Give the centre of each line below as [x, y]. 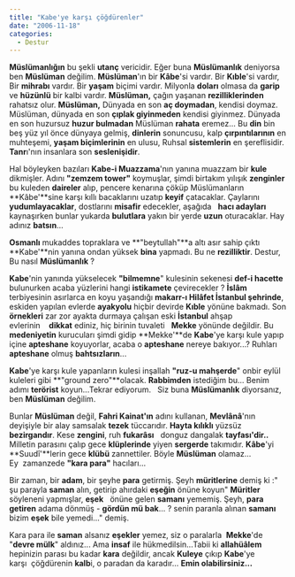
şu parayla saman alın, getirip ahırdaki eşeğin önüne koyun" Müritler [135, 490]
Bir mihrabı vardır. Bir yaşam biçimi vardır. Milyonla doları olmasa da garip [144, 86]
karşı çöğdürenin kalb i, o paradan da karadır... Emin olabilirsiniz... [131, 564]
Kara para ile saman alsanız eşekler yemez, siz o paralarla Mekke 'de [136, 535]
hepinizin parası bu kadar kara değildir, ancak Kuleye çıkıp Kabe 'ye [132, 554]
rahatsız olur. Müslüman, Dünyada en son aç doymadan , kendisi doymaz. [144, 105]
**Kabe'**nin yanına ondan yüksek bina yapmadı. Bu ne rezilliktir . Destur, [145, 252]
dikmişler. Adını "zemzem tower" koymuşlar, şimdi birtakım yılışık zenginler [147, 179]
